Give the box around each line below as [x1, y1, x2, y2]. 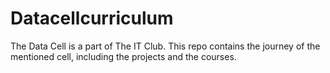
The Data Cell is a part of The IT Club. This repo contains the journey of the [10, 40, 321, 52]
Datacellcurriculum [10, 7, 174, 30]
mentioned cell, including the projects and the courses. [10, 50, 237, 62]
